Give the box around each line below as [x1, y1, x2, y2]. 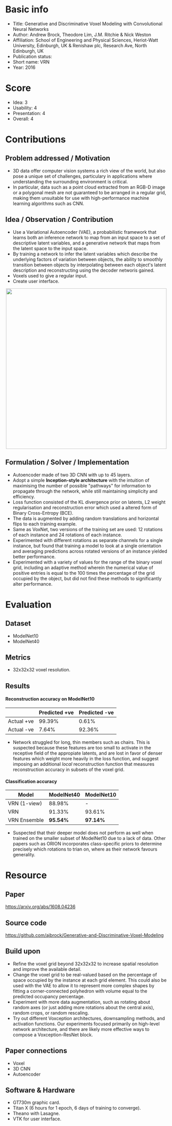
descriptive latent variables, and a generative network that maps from [12, 240, 160, 246]
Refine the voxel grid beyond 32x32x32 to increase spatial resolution [12, 961, 159, 967]
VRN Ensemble [8, 817, 44, 824]
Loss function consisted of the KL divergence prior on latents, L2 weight [12, 499, 166, 505]
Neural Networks [12, 26, 49, 32]
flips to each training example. [12, 520, 77, 527]
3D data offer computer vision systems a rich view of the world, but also [12, 167, 166, 174]
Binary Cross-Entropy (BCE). [12, 510, 73, 516]
